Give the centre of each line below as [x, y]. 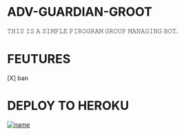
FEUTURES [39, 59]
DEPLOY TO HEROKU [68, 106]
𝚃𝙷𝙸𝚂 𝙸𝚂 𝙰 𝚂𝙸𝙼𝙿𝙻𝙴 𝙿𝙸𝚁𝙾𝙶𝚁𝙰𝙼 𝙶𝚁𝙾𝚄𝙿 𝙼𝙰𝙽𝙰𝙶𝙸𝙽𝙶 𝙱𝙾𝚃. [93, 31]
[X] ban [18, 78]
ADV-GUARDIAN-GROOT [80, 12]
